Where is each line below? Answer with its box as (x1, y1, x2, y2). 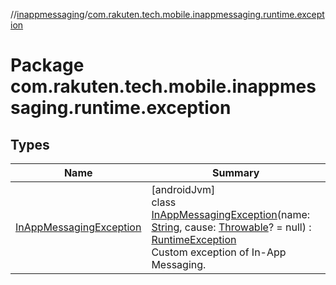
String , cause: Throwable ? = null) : (151, 220, 312, 234)
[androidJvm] (151, 183, 216, 196)
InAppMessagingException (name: (151, 208, 311, 221)
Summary (212, 166, 260, 179)
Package (10, 54, 85, 77)
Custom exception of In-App (151, 245, 287, 259)
